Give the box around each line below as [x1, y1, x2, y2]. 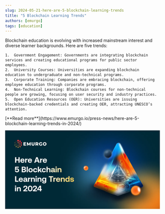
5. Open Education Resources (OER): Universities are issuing [5, 97, 137, 102]
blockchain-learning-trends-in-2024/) [5, 121, 82, 127]
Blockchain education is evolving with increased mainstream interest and [5, 37, 153, 44]
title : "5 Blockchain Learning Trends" [5, 13, 87, 18]
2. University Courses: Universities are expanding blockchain [5, 68, 139, 73]
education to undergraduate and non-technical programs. [5, 73, 124, 78]
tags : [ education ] [5, 24, 43, 28]
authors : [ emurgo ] [5, 18, 43, 23]
